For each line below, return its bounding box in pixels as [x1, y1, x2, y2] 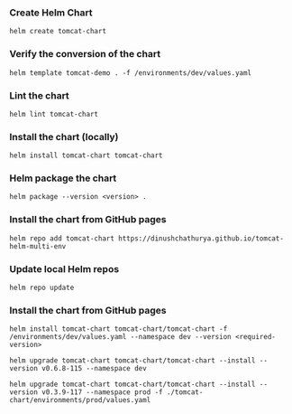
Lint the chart [9, 89, 69, 101]
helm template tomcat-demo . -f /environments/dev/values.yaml [9, 68, 252, 78]
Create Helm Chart [9, 6, 93, 19]
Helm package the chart [9, 172, 117, 184]
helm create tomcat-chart [9, 27, 106, 36]
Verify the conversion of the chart [9, 48, 160, 61]
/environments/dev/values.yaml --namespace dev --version [9, 333, 232, 342]
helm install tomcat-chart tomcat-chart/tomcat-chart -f [9, 325, 228, 334]
